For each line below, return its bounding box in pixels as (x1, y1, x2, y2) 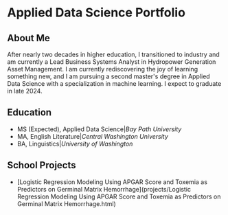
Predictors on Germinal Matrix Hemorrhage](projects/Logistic (16, 185, 191, 193)
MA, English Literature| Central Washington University (16, 132, 168, 140)
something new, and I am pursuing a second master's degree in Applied (7, 72, 211, 80)
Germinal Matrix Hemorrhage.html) (16, 199, 117, 207)
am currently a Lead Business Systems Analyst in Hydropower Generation (7, 58, 216, 66)
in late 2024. (7, 87, 43, 95)
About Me (7, 32, 50, 44)
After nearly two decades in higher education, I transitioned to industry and (7, 50, 220, 58)
